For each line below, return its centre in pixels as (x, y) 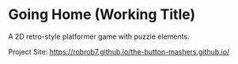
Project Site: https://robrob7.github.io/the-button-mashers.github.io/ (119, 51)
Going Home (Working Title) (102, 15)
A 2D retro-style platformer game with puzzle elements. (99, 36)
